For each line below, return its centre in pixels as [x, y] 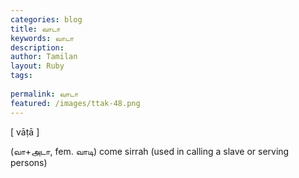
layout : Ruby [37, 66]
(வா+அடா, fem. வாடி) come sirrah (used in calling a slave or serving [150, 151]
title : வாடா [35, 29]
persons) [29, 162]
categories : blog [46, 19]
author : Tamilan [44, 57]
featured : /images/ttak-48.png [75, 103]
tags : [21, 76]
